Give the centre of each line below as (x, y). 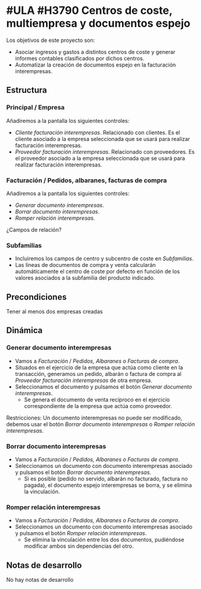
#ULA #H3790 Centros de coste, (89, 11)
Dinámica (24, 331)
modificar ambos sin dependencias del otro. (79, 546)
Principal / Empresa (36, 108)
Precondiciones (37, 297)
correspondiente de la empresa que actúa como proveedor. (98, 406)
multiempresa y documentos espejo (98, 23)
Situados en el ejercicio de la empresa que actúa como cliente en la (99, 367)
